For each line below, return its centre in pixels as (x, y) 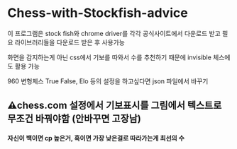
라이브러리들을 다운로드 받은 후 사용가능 (70, 42)
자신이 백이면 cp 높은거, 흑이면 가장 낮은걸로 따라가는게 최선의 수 (96, 138)
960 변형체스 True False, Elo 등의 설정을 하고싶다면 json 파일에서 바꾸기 (108, 81)
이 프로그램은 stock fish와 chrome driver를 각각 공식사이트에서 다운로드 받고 (114, 33)
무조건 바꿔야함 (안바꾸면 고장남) (75, 119)
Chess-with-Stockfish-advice (98, 13)
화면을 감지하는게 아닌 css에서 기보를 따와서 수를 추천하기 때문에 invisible (109, 57)
